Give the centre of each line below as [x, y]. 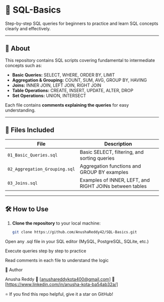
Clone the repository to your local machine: [56, 223]
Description [118, 144]
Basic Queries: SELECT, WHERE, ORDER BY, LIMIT [63, 75]
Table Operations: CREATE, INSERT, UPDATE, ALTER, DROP [72, 90]
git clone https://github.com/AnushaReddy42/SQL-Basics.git [74, 232]
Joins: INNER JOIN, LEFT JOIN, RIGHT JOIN [57, 85]
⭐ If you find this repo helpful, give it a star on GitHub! [59, 294]
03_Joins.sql [23, 183]
